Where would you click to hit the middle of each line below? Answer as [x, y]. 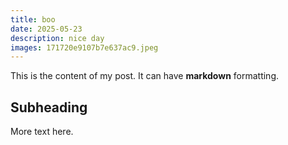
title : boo [33, 19]
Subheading [49, 107]
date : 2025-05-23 [46, 29]
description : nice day [57, 38]
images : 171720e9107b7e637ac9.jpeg [84, 47]
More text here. [42, 132]
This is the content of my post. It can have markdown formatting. [145, 76]
